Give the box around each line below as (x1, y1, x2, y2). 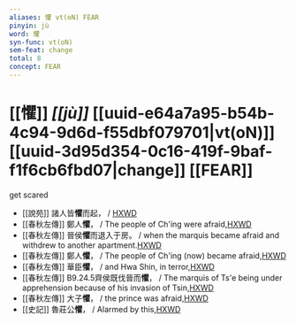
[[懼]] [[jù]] (9, 104, 90, 124)
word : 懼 (9, 29, 40, 38)
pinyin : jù (9, 21, 49, 30)
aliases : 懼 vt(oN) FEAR (9, 12, 100, 22)
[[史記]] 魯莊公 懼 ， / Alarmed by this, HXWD (21, 304, 181, 314)
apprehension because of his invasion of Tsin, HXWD (21, 282, 215, 293)
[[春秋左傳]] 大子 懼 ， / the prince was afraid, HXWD (21, 293, 209, 304)
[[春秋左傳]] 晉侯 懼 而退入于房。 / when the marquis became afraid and (21, 229, 280, 240)
